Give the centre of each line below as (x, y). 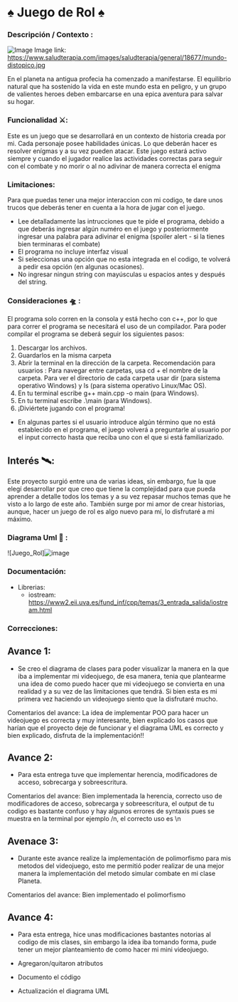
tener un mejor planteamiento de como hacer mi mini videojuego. (113, 949)
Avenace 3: (33, 841)
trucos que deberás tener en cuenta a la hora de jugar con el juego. (106, 208)
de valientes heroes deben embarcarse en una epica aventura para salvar (115, 94)
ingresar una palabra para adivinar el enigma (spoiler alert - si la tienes (121, 236)
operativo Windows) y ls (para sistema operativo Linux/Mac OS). (112, 386)
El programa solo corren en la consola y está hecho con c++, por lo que (113, 319)
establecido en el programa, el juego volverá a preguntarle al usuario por (124, 430)
